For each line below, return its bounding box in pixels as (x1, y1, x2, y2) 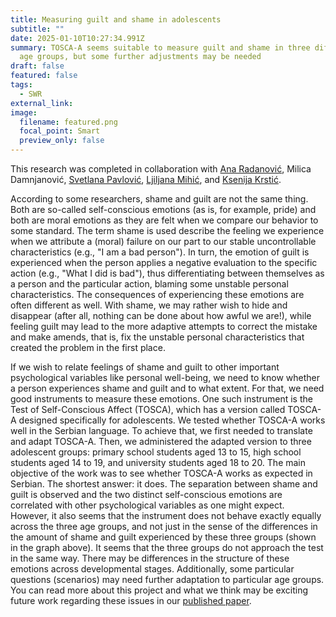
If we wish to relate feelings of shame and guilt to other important (10, 361, 280, 373)
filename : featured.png (19, 117, 118, 127)
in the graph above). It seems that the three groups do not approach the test (10, 542, 324, 553)
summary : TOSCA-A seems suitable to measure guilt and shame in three (10, 42, 311, 53)
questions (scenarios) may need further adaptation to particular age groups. (10, 574, 325, 585)
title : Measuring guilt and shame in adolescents (10, 14, 222, 25)
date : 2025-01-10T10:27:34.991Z (10, 33, 145, 43)
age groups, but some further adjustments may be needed (19, 52, 262, 62)
